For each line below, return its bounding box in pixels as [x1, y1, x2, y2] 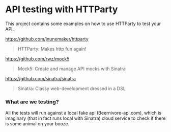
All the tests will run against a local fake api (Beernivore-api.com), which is [5, 110, 162, 116]
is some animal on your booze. [5, 121, 70, 127]
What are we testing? [5, 98, 60, 105]
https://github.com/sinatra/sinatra [5, 75, 76, 81]
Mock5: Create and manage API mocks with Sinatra [17, 65, 126, 72]
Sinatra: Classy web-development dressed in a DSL [17, 85, 126, 92]
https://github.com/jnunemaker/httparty [5, 36, 89, 42]
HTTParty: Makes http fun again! [17, 46, 87, 52]
